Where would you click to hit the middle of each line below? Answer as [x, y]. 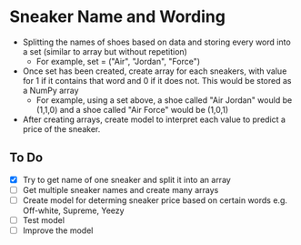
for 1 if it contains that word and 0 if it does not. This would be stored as [157, 80]
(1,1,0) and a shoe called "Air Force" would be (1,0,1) [132, 109]
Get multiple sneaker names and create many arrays [120, 189]
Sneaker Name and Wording [117, 17]
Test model [44, 219]
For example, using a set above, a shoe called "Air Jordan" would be [164, 100]
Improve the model [58, 230]
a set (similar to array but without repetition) [105, 51]
